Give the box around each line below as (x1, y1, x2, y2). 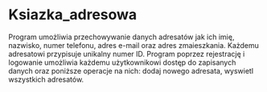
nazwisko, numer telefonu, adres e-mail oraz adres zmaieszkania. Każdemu (8, 40, 260, 50)
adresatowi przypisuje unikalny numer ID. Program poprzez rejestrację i (8, 49, 245, 58)
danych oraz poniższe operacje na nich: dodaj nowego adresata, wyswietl (8, 66, 254, 75)
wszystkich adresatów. (8, 74, 84, 84)
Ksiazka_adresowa (8, 6, 138, 24)
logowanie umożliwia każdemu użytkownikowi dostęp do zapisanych (8, 58, 236, 67)
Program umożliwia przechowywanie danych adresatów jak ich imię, (8, 32, 235, 42)
